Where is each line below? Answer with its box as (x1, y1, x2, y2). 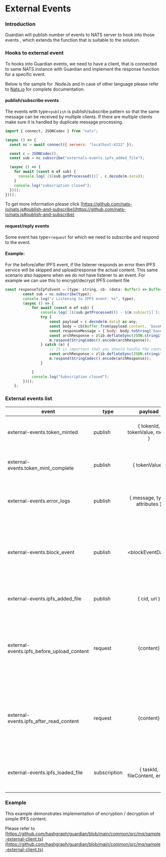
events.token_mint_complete (7, 464, 74, 471)
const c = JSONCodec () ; (9, 151, 58, 156)
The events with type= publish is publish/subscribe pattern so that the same (5, 108, 160, 114)
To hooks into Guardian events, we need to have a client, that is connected (5, 60, 157, 67)
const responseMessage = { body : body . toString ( (49, 328, 152, 333)
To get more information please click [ (5, 201, 83, 207)
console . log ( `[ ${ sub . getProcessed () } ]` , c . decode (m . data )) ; (18, 174, 145, 179)
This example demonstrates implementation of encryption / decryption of (5, 810, 155, 816)
